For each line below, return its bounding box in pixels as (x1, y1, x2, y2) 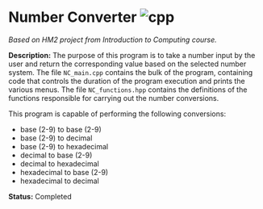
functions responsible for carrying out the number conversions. (8, 93, 219, 102)
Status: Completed (8, 191, 72, 201)
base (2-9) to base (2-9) (19, 124, 102, 134)
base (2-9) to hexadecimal (19, 141, 109, 151)
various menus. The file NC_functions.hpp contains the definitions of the (8, 85, 248, 94)
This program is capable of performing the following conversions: (8, 109, 227, 119)
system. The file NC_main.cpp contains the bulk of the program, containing (8, 67, 253, 77)
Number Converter (8, 8, 137, 27)
